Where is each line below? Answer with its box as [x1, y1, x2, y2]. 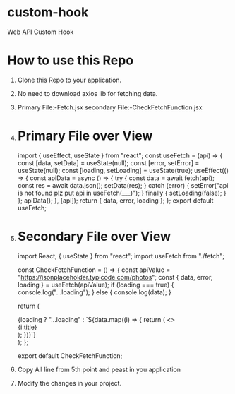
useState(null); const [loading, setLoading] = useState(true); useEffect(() [17, 166, 229, 174]
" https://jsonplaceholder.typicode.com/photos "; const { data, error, [17, 273, 213, 281]
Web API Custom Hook [7, 28, 74, 36]
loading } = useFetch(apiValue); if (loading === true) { [17, 280, 174, 289]
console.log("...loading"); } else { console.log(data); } [17, 287, 171, 297]
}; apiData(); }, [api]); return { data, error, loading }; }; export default [17, 196, 214, 205]
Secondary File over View [17, 229, 171, 244]
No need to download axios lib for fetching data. [17, 89, 158, 97]
